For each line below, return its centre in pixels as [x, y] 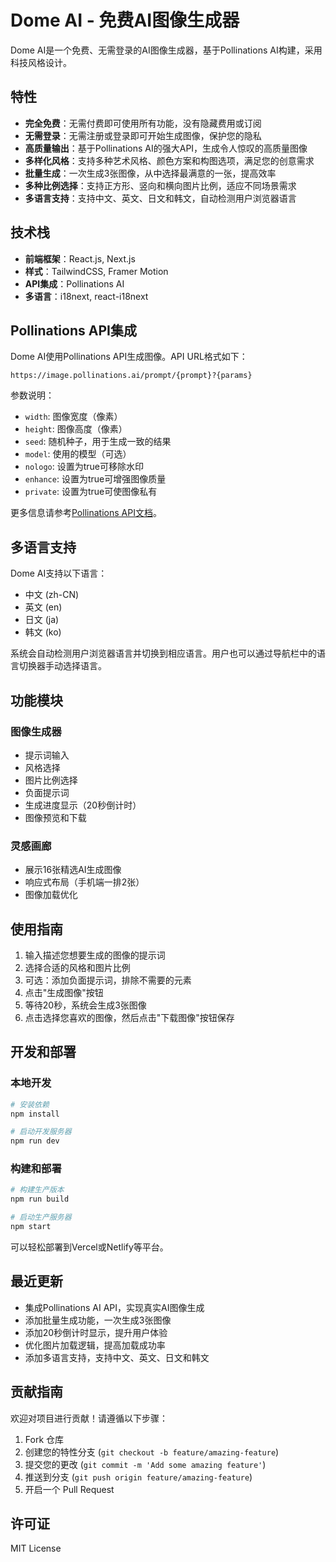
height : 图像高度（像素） [76, 429]
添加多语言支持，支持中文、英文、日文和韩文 [117, 1357]
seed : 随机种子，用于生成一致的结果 [98, 442]
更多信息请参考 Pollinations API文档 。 [86, 513]
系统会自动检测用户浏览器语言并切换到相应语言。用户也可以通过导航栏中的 [163, 653]
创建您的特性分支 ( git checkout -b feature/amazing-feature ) [152, 1452]
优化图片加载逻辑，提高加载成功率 [95, 1345]
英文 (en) [43, 607]
